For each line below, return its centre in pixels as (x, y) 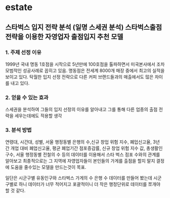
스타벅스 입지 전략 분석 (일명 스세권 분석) (65, 27)
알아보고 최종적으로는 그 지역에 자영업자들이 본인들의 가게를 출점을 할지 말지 (80, 161)
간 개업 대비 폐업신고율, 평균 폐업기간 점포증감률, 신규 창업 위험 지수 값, (75, 148)
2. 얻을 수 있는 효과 (27, 97)
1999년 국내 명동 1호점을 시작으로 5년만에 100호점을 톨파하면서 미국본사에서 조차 (85, 64)
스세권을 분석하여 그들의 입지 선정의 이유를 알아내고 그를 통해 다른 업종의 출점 (81, 110)
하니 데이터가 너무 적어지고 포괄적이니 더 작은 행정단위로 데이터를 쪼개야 (90, 184)
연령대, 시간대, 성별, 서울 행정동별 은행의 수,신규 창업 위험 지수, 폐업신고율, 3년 (83, 142)
